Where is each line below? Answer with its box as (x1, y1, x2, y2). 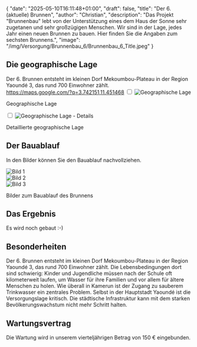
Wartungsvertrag (6, 318, 71, 328)
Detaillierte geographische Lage (6, 123, 84, 130)
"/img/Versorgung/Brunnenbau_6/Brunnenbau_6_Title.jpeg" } (6, 42, 154, 50)
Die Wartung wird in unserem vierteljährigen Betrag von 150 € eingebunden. (6, 334, 191, 341)
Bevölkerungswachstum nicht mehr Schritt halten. (6, 301, 127, 309)
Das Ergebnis (6, 209, 56, 219)
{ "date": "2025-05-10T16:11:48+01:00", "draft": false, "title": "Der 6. (6, 5, 171, 12)
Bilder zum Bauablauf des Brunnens (6, 192, 93, 199)
